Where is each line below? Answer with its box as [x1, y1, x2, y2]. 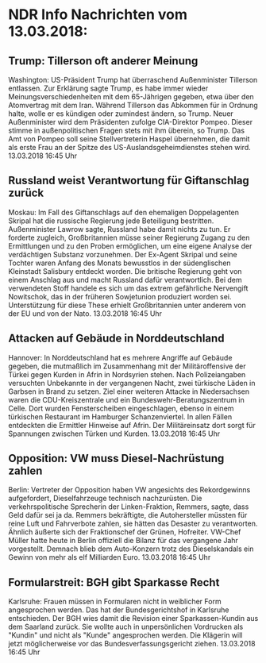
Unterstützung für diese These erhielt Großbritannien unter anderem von [8, 300, 246, 310]
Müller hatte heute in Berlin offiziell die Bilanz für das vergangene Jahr [8, 536, 238, 545]
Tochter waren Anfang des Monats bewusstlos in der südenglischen [8, 258, 232, 268]
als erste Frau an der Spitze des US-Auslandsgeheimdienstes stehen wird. [8, 143, 252, 152]
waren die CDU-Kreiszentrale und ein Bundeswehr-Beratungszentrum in [8, 395, 245, 404]
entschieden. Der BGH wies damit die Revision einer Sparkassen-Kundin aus [8, 614, 259, 623]
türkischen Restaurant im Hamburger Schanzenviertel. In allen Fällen [8, 411, 233, 422]
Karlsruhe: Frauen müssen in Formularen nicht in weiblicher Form [8, 597, 222, 607]
